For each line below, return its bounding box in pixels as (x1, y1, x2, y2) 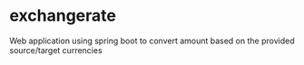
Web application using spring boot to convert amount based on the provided (9, 35, 295, 46)
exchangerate (9, 5, 116, 26)
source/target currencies (9, 44, 103, 55)
